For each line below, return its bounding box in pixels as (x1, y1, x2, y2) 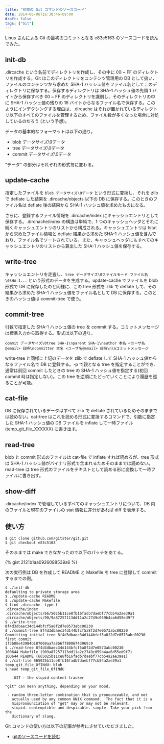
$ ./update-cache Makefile (5, 598, 60, 603)
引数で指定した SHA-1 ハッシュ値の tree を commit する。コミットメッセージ (5, 324, 159, 330)
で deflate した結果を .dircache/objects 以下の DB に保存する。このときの (5, 196, 153, 201)
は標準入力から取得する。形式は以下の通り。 (5, 330, 95, 336)
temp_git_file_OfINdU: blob (5, 662, 63, 667)
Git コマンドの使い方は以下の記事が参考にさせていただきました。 (5, 723, 137, 729)
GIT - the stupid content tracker (14, 675, 84, 680)
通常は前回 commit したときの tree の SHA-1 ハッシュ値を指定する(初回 (5, 367, 148, 373)
